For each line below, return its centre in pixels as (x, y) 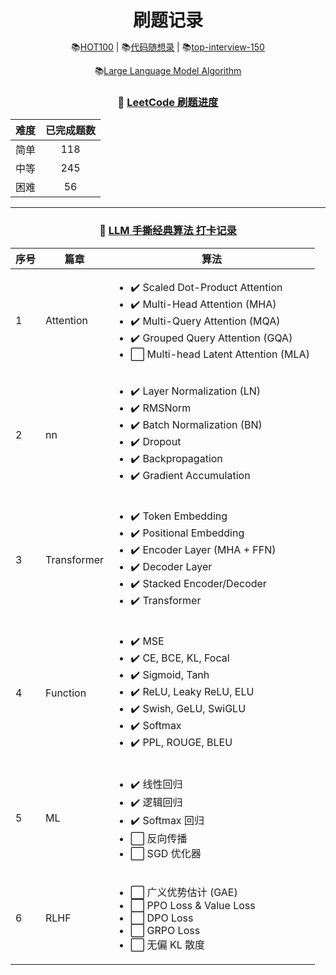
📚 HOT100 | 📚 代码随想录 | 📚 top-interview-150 (168, 47)
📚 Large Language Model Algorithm (168, 71)
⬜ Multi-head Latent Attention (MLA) (220, 354)
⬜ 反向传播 (159, 838)
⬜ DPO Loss (162, 918)
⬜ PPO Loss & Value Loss (193, 905)
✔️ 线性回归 (156, 784)
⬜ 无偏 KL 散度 (168, 944)
